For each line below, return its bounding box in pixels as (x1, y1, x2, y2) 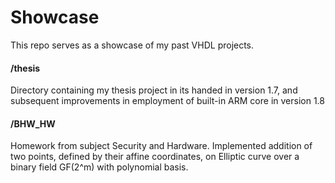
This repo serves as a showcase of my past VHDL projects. (10, 39, 255, 51)
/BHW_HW (10, 117, 56, 130)
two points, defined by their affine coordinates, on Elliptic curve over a (10, 151, 300, 163)
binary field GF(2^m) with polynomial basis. (10, 161, 189, 173)
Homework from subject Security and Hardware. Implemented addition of (10, 140, 313, 152)
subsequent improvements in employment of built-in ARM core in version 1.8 (10, 95, 325, 107)
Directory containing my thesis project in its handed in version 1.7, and (10, 84, 298, 96)
